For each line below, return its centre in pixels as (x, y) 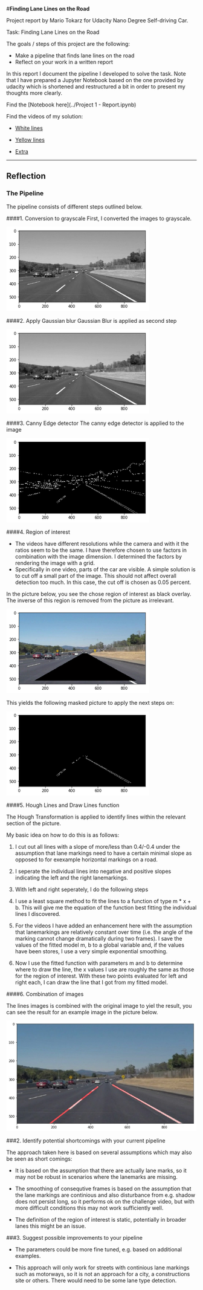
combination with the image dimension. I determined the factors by (98, 556)
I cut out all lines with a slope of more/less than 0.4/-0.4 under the (97, 846)
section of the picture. (34, 823)
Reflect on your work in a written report (64, 62)
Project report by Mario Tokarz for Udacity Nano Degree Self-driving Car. (97, 20)
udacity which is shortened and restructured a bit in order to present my (96, 86)
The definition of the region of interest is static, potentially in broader (101, 1219)
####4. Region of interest (38, 532)
